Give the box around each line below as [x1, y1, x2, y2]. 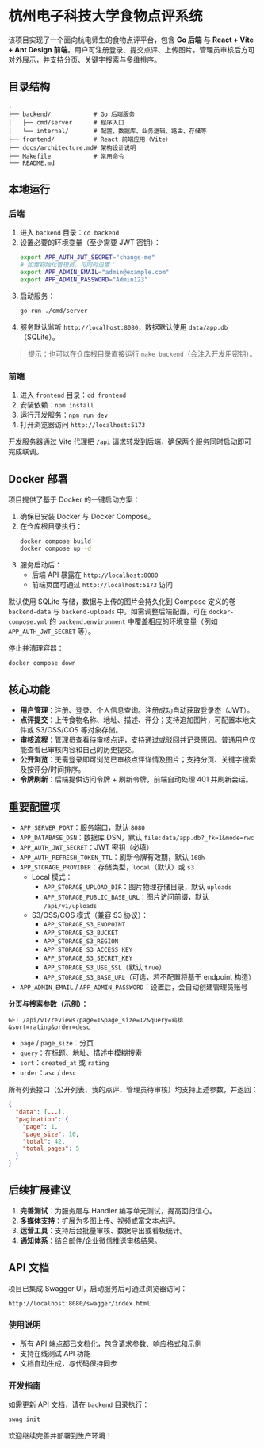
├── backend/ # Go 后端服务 [8, 110, 136, 118]
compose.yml [8, 617, 48, 626]
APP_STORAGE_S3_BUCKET [43, 929, 119, 938]
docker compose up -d [19, 544, 91, 552]
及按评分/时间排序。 [19, 765, 86, 774]
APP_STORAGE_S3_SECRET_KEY [43, 954, 133, 963]
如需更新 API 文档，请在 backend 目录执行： [8, 1400, 150, 1409]
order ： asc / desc [19, 1068, 77, 1078]
